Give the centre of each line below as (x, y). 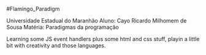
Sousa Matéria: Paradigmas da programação (63, 27)
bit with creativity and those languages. (56, 46)
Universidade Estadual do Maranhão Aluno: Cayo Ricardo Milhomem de (97, 20)
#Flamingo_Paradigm (33, 9)
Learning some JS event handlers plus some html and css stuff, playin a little (103, 39)
